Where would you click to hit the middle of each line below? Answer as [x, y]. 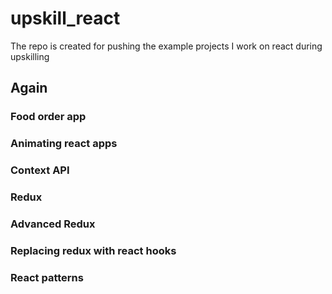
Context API [40, 170]
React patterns [47, 277]
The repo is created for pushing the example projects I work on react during [166, 46]
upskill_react [65, 18]
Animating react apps [64, 144]
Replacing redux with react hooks [93, 250]
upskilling [30, 56]
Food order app [48, 117]
